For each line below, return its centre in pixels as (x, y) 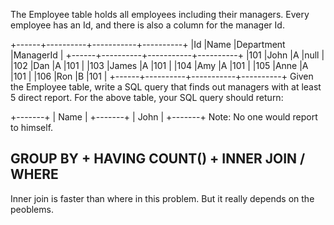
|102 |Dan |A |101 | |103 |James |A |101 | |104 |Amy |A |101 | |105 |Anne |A (159, 65)
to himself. (32, 127)
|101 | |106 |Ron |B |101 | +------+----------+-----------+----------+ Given (162, 76)
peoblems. (32, 209)
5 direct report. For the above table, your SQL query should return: (147, 97)
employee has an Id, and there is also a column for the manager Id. (147, 25)
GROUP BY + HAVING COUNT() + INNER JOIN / (158, 159)
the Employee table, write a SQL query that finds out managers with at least (166, 87)
